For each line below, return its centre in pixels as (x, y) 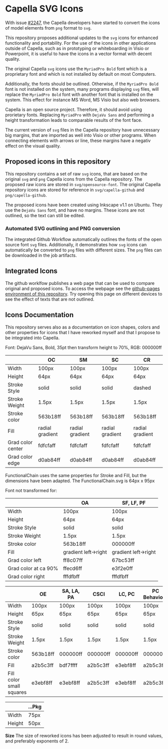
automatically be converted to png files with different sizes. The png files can (83, 250)
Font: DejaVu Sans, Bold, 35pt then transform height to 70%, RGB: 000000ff (83, 347)
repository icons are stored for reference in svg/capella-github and (75, 190)
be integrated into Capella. (32, 338)
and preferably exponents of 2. (37, 741)
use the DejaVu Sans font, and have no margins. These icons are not (75, 210)
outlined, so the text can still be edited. (45, 215)
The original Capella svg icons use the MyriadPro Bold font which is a (76, 69)
